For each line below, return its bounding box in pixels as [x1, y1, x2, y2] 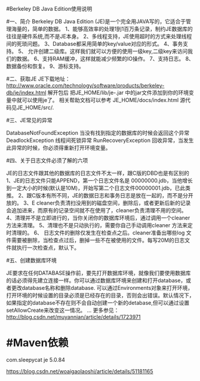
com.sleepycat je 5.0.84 [6, 356, 66, 363]
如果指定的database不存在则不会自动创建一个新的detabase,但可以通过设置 [6, 299, 190, 306]
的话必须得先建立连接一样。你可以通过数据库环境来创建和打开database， [6, 277, 186, 284]
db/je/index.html [6, 89, 47, 96]
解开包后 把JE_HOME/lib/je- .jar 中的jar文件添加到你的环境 [47, 89, 189, 96]
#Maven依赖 [6, 336, 69, 350]
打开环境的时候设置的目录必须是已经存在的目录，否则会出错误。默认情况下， [6, 292, 195, 299]
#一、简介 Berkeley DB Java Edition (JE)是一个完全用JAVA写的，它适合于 [6, 18, 186, 25]
